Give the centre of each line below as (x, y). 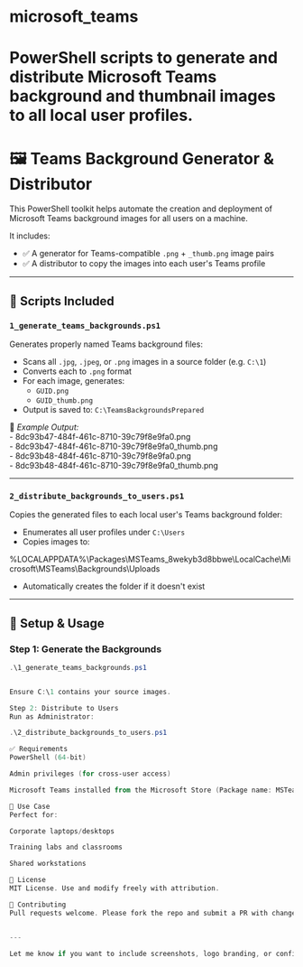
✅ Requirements (39, 749)
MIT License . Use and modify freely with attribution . (115, 888)
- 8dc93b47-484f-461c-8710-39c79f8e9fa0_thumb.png (114, 446)
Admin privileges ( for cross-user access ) (90, 774)
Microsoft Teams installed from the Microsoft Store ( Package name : (141, 790)
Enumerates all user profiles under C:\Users (104, 532)
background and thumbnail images (143, 96)
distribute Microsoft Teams (113, 77)
